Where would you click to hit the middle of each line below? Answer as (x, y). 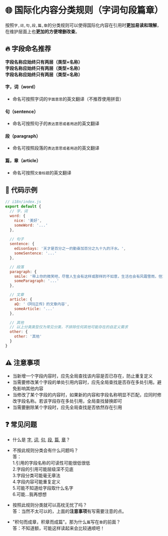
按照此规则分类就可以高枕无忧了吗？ (50, 505)
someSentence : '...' (35, 253)
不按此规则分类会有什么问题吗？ (45, 451)
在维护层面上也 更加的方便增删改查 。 (42, 31)
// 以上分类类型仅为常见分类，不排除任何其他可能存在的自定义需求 (69, 327)
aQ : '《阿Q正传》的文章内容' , (42, 304)
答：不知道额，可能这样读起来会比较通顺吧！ (58, 528)
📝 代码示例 (21, 190)
